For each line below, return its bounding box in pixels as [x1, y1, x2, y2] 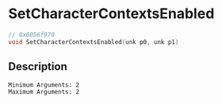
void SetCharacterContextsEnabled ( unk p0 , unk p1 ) [8, 38, 179, 46]
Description [8, 60, 67, 73]
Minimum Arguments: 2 [8, 80, 80, 89]
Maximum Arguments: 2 [8, 87, 80, 95]
